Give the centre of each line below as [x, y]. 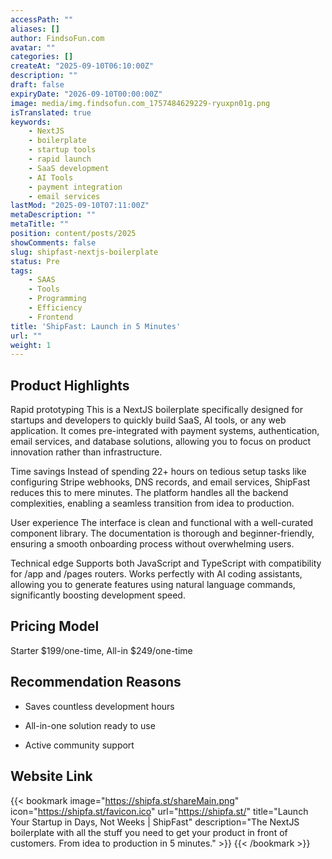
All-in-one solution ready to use [90, 725]
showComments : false [53, 242]
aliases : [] [35, 29]
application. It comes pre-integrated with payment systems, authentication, [165, 431]
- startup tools [62, 150]
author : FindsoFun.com [57, 38]
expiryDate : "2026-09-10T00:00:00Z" [86, 94]
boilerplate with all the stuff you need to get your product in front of [149, 832]
